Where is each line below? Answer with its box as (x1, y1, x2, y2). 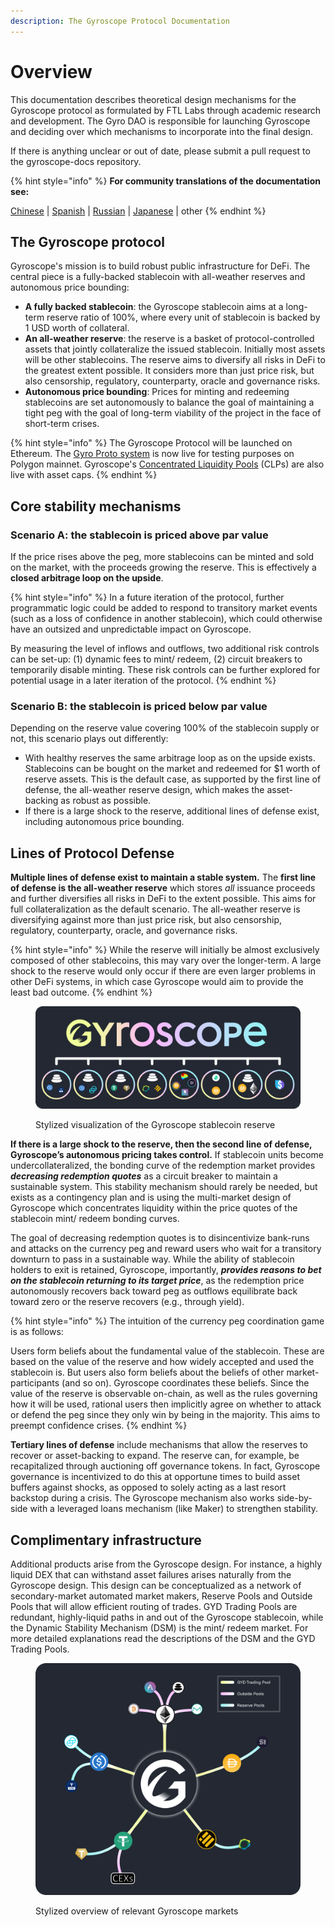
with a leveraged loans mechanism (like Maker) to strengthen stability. (29, 1503, 319, 1515)
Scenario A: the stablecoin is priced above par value (10, 528, 269, 542)
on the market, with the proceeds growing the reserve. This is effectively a (10, 561, 317, 574)
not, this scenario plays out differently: (10, 733, 169, 745)
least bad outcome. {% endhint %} (10, 986, 153, 999)
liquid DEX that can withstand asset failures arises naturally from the (10, 1568, 292, 1580)
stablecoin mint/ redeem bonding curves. (10, 1213, 180, 1225)
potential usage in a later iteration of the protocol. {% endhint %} (10, 675, 277, 687)
